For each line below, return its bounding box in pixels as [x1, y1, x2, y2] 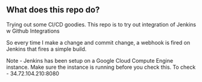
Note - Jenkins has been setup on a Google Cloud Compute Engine [6, 57, 174, 64]
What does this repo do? [6, 5, 100, 15]
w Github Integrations [6, 27, 60, 34]
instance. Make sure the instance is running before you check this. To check [6, 63, 196, 71]
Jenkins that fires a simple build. [6, 45, 87, 52]
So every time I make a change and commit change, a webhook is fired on [6, 39, 191, 46]
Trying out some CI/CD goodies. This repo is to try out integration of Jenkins [6, 20, 197, 28]
